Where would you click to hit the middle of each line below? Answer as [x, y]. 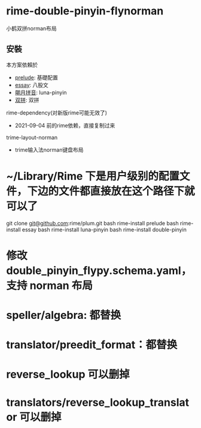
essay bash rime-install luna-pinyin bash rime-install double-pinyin [104, 230]
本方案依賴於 [22, 65]
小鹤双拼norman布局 [31, 28]
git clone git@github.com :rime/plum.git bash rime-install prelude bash [92, 223]
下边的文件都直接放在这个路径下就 [111, 191]
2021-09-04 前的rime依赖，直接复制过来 [65, 125]
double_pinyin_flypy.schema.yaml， [99, 270]
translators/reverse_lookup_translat [98, 402]
